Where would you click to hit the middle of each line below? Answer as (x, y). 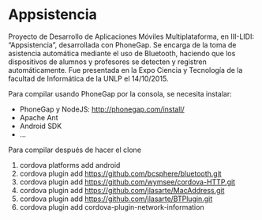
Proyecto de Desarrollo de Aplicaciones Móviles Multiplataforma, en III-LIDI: (131, 36)
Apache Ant (39, 117)
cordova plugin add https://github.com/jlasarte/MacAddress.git (122, 190)
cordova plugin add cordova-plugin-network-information (112, 207)
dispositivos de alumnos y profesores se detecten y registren (107, 62)
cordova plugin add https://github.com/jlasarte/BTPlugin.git (116, 199)
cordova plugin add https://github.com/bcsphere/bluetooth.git (121, 173)
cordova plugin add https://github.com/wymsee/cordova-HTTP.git (127, 182)
